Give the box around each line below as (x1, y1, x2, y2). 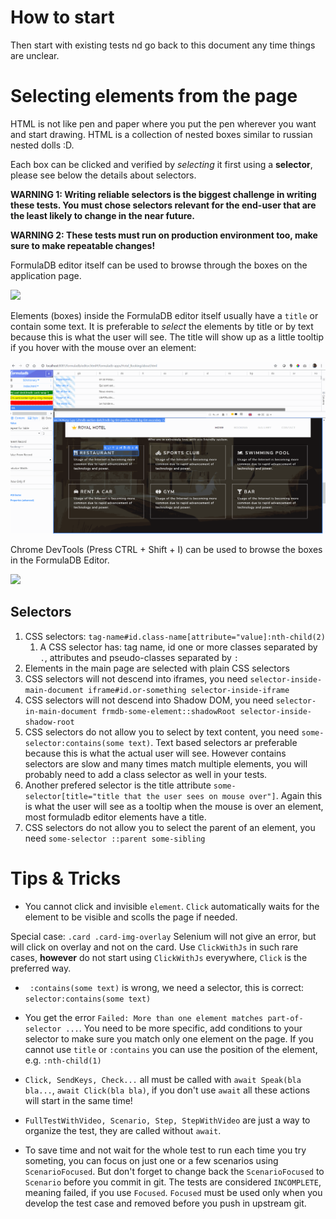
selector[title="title (24, 791, 120, 801)
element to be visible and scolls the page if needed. (24, 911, 238, 923)
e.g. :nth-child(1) (24, 1054, 102, 1066)
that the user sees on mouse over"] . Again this (123, 789, 323, 801)
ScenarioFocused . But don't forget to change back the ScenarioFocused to (24, 1165, 325, 1177)
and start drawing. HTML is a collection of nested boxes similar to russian (10, 128, 313, 140)
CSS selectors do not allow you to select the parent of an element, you (24, 821, 316, 833)
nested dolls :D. (10, 139, 75, 151)
